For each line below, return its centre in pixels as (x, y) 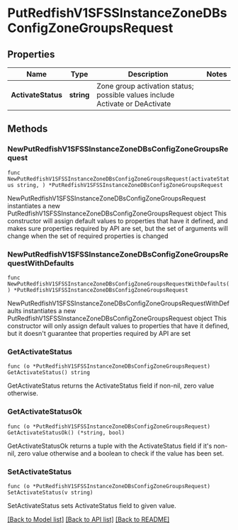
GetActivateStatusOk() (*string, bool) (66, 433)
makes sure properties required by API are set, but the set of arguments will (118, 228)
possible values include (136, 95)
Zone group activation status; (145, 86)
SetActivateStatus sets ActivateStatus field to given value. (92, 505)
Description (148, 74)
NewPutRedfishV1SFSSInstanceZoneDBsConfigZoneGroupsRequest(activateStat (119, 179)
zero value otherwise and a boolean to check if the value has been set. (121, 453)
